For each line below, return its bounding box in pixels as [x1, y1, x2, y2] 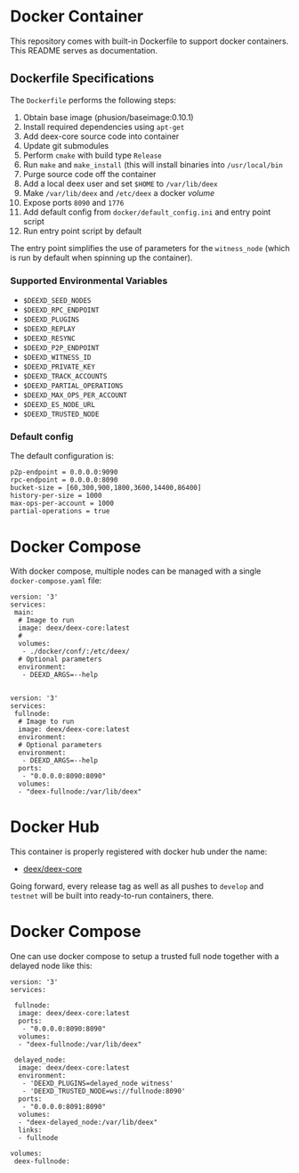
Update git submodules [22, 140, 109, 151]
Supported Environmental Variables [10, 274, 168, 287]
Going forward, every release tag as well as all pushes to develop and [10, 881, 264, 892]
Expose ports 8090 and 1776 [22, 197, 125, 208]
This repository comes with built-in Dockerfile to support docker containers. [10, 36, 289, 46]
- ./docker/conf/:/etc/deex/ [21, 648, 130, 656]
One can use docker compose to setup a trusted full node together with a [10, 951, 279, 962]
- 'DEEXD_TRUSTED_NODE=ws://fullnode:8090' [21, 1087, 186, 1096]
